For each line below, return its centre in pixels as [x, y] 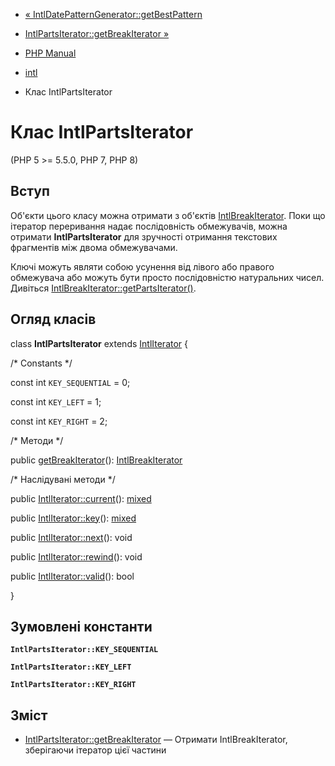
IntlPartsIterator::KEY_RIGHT [73, 685]
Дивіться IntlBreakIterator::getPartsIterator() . [103, 288]
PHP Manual [50, 53]
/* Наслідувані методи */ [63, 479]
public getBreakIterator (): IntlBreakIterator [96, 460]
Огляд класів [53, 319]
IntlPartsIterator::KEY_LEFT [71, 667]
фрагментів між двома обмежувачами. [94, 247]
